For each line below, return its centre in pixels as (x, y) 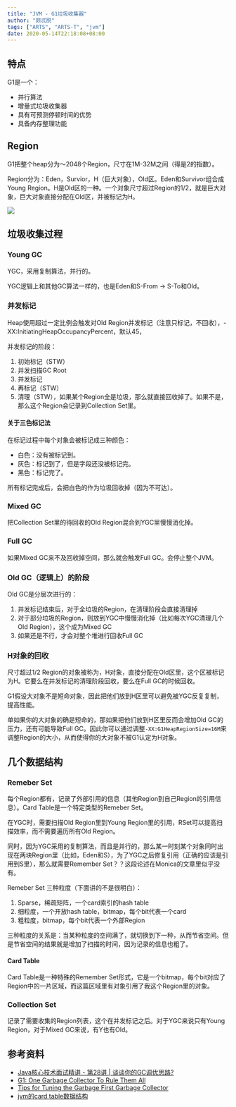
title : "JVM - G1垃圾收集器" (47, 14)
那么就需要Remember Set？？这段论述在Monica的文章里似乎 (126, 864)
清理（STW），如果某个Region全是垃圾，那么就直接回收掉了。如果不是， (122, 396)
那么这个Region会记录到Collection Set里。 (79, 405)
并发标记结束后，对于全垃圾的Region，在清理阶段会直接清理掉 (107, 609)
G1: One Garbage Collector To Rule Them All (81, 1080)
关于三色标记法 (29, 423)
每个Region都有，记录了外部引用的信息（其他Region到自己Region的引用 (111, 798)
